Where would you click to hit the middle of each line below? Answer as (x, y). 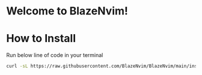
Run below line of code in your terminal (55, 55)
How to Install (41, 39)
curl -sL (17, 66)
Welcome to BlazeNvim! (67, 11)
